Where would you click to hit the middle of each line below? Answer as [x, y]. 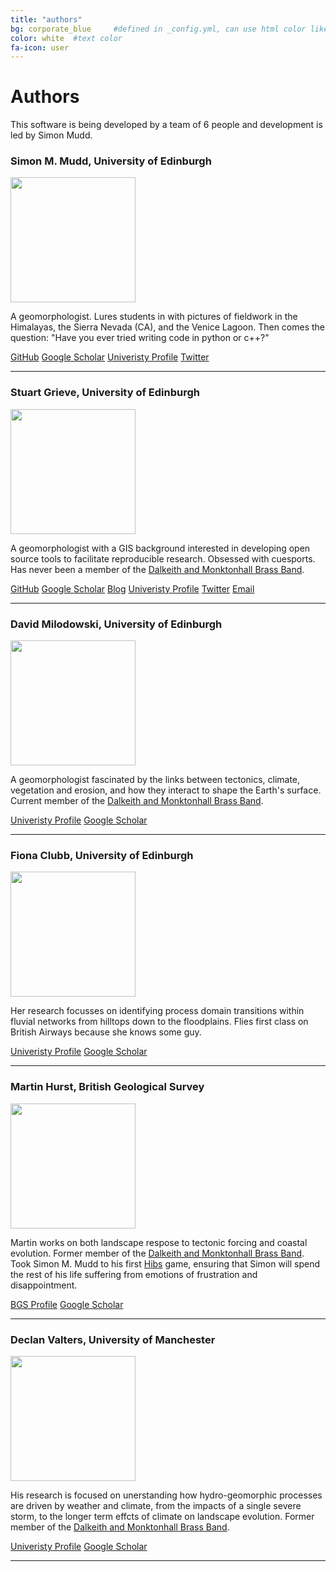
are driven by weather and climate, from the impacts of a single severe [156, 1505]
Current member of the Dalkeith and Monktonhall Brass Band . [137, 801]
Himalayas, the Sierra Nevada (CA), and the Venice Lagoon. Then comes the [168, 327]
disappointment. [44, 1285]
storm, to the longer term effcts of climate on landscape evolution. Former [162, 1516]
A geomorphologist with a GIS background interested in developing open [160, 548]
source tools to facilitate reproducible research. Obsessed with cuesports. [163, 558]
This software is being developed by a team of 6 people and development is [166, 125]
